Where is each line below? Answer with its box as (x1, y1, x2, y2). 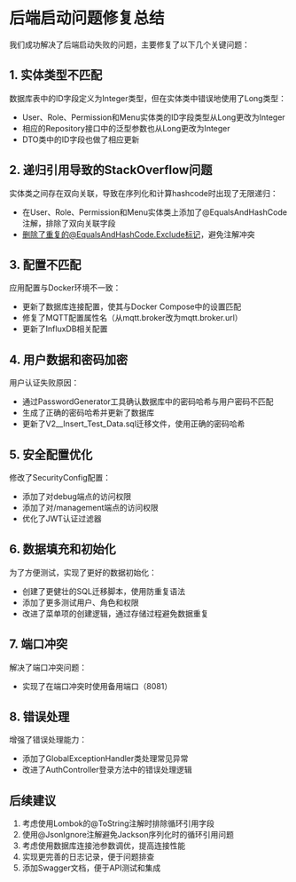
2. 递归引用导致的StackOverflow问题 (9, 163, 213, 178)
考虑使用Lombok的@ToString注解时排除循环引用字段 (21, 818, 215, 829)
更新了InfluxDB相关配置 (21, 323, 108, 334)
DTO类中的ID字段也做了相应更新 (21, 134, 140, 145)
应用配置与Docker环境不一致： (9, 282, 121, 293)
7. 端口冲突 (9, 637, 68, 652)
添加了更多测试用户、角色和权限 (21, 597, 139, 608)
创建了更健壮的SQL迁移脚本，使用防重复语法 (21, 585, 186, 596)
